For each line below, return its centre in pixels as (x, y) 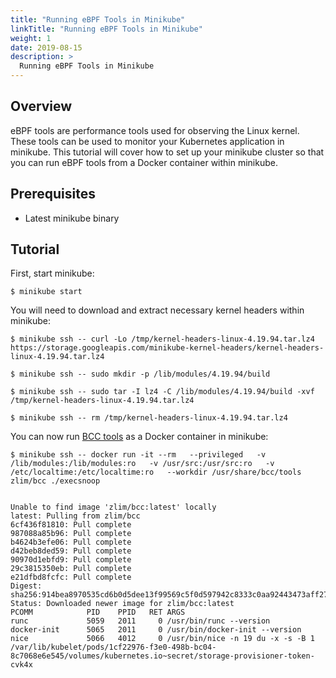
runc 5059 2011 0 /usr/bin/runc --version (140, 621)
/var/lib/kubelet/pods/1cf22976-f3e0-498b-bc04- (113, 647)
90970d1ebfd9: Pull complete (71, 560)
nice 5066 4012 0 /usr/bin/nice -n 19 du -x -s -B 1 (162, 639)
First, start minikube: (52, 273)
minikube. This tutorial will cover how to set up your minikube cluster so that (167, 152)
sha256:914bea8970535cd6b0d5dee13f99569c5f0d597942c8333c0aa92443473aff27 (169, 595)
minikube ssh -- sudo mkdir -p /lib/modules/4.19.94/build (145, 374)
